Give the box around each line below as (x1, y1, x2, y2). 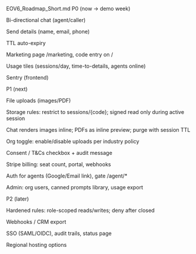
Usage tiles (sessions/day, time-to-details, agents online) (6, 62, 146, 69)
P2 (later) (6, 195, 29, 202)
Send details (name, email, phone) (6, 28, 90, 35)
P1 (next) (6, 85, 28, 93)
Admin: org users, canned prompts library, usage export (6, 184, 144, 190)
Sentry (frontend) (6, 74, 49, 81)
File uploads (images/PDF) (6, 97, 71, 104)
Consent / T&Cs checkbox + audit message (6, 150, 113, 156)
